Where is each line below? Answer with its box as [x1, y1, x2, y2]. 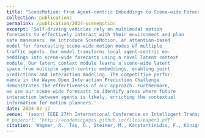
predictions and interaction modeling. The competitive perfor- [6, 71, 173, 78]
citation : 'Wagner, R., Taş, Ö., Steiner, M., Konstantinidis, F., [6, 123, 182, 129]
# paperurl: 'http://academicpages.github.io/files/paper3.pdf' [6, 117, 173, 123]
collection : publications [6, 15, 72, 21]
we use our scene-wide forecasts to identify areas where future [6, 89, 176, 95]
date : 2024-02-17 [6, 105, 51, 112]
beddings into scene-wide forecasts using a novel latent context [6, 54, 179, 60]
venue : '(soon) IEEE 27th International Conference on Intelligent [6, 111, 182, 117]
